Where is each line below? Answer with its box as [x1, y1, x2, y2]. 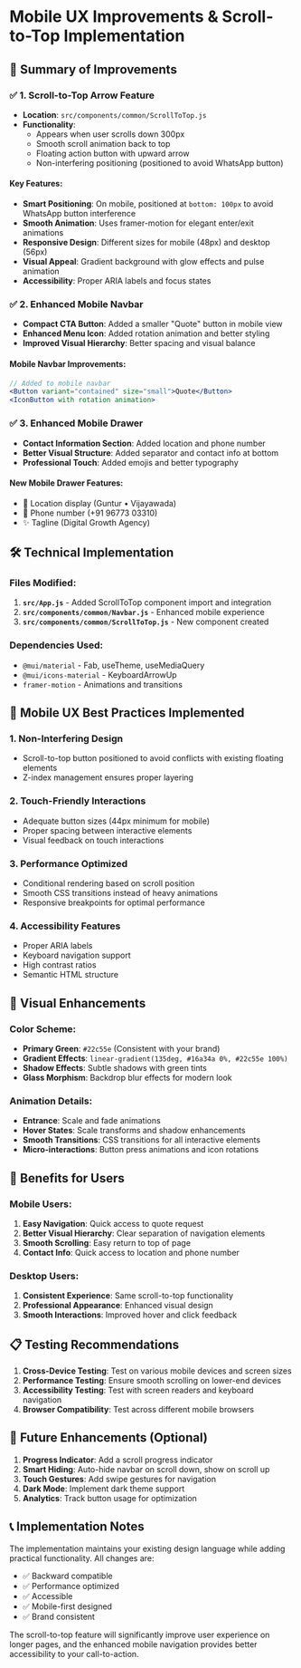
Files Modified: [9, 577, 77, 590]
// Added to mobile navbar [9, 379, 111, 388]
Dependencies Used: [9, 639, 104, 651]
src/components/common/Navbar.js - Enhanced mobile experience [22, 607, 265, 618]
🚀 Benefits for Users [9, 1171, 125, 1186]
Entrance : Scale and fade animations [22, 1115, 161, 1126]
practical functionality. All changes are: [9, 1552, 155, 1564]
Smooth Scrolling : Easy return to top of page [22, 1237, 192, 1248]
